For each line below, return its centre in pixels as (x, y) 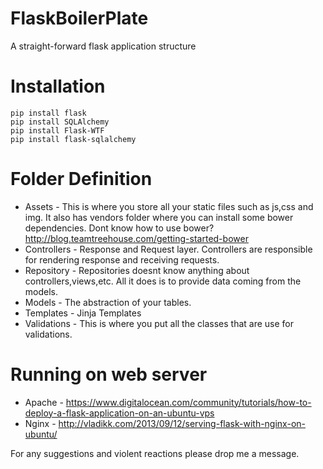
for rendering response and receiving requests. (122, 259)
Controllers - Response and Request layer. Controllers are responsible (168, 249)
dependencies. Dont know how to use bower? (119, 228)
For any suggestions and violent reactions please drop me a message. (155, 453)
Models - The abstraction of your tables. (108, 302)
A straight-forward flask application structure (103, 46)
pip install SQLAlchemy (60, 122)
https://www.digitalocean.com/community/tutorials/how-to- (188, 402)
